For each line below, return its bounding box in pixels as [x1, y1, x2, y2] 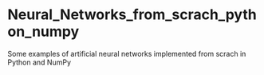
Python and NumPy [7, 57, 72, 67]
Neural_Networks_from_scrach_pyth [7, 6, 257, 24]
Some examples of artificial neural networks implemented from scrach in [7, 49, 246, 58]
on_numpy [7, 22, 80, 41]
